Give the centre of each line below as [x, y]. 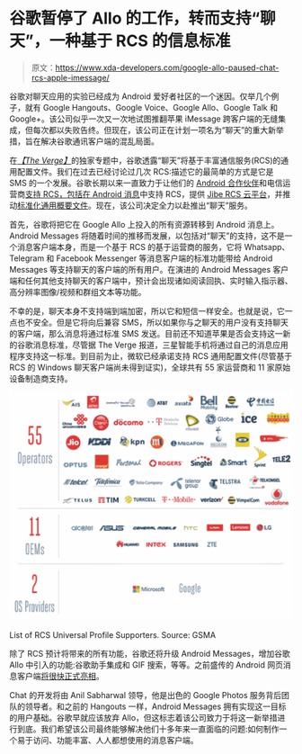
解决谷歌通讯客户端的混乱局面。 [99, 141]
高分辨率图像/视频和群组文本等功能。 [78, 292]
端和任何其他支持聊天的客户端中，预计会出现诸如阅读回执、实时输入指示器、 [151, 281]
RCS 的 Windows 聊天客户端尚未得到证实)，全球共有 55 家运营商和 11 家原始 [150, 367]
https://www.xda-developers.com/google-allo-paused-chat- [167, 67]
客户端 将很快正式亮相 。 [60, 677]
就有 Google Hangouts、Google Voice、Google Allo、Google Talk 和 [151, 107]
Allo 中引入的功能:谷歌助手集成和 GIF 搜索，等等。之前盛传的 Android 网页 [146, 665]
